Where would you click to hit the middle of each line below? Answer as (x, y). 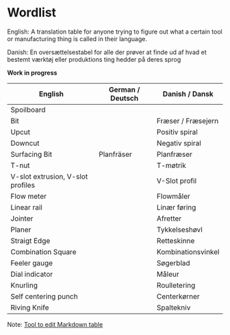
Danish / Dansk (188, 94)
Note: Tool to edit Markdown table (55, 324)
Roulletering (176, 285)
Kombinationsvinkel (188, 251)
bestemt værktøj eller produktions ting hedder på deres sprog (94, 59)
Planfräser (115, 154)
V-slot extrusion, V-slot (49, 176)
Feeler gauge (32, 263)
